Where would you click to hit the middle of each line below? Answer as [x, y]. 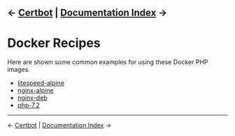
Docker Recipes [54, 43]
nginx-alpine [35, 91]
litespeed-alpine [41, 83]
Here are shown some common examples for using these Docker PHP [108, 62]
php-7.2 [29, 105]
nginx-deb [32, 98]
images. [19, 70]
